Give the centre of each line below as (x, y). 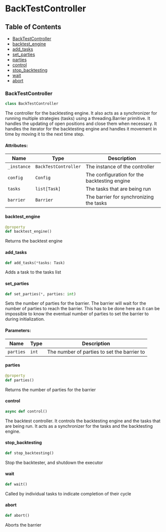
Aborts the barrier (23, 525)
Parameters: (18, 330)
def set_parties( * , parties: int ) (41, 294)
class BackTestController (32, 104)
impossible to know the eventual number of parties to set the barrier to (77, 314)
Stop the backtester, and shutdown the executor (54, 462)
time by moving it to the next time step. (45, 134)
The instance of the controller (120, 167)
